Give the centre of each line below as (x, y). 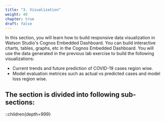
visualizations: (20, 59)
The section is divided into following (62, 94)
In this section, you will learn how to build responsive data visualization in (80, 38)
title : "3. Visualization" (33, 10)
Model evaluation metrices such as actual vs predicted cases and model (86, 74)
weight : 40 (16, 14)
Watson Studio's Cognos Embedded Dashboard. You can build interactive (81, 43)
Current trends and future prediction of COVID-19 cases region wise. (82, 68)
